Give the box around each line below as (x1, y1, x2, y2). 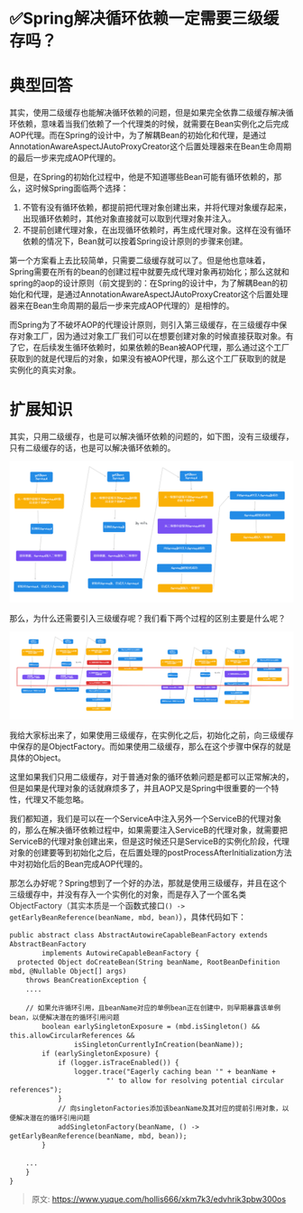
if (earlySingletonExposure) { (41, 1049, 160, 1058)
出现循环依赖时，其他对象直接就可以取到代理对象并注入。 (22, 213, 236, 224)
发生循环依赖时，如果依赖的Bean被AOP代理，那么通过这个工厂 (56, 342, 290, 353)
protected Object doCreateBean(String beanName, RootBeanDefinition (17, 957, 280, 966)
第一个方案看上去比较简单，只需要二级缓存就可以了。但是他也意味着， (9, 255, 271, 266)
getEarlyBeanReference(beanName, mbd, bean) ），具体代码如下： (9, 911, 246, 922)
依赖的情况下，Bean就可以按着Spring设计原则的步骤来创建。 (22, 236, 248, 247)
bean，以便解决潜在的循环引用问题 (9, 1012, 120, 1022)
